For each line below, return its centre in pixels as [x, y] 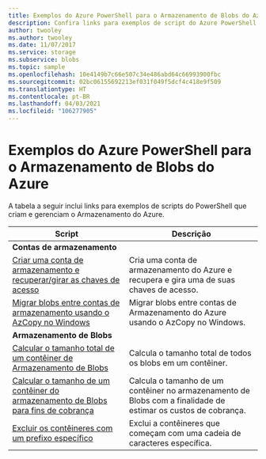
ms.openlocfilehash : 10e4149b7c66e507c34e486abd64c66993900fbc [115, 74]
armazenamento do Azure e [180, 270]
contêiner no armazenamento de [190, 390]
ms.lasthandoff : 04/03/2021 [55, 104]
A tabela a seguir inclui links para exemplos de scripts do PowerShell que [127, 206]
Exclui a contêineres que [174, 423]
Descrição [191, 233]
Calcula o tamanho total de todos [190, 353]
